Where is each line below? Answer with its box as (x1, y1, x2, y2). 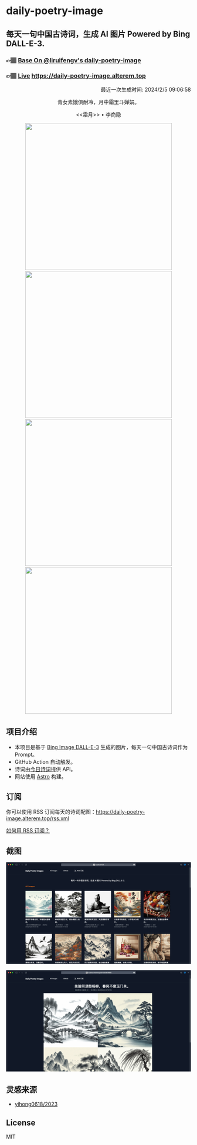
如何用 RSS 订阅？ (6, 827, 50, 834)
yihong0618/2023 (14, 1100, 58, 1108)
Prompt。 (14, 751, 38, 758)
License (6, 1117, 36, 1127)
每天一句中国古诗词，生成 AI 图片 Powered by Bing (6, 29, 191, 39)
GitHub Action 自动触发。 (14, 758, 76, 765)
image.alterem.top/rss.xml (6, 815, 69, 822)
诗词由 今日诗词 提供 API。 (14, 765, 76, 773)
